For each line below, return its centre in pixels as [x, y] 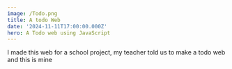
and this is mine [30, 60]
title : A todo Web [34, 20]
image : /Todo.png [32, 13]
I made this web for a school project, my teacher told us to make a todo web [116, 52]
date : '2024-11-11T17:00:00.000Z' [57, 26]
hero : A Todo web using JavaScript [59, 33]
